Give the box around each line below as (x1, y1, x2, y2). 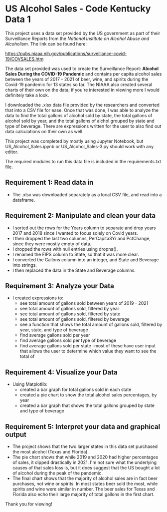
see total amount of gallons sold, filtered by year (19, 306, 120, 312)
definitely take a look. (5, 92, 49, 98)
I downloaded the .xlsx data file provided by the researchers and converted (5, 102, 160, 108)
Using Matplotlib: (12, 381, 48, 387)
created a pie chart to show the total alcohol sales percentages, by (19, 392, 157, 398)
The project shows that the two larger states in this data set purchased (12, 443, 158, 449)
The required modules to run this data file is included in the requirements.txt (5, 158, 162, 164)
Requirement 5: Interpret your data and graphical (5, 422, 161, 431)
